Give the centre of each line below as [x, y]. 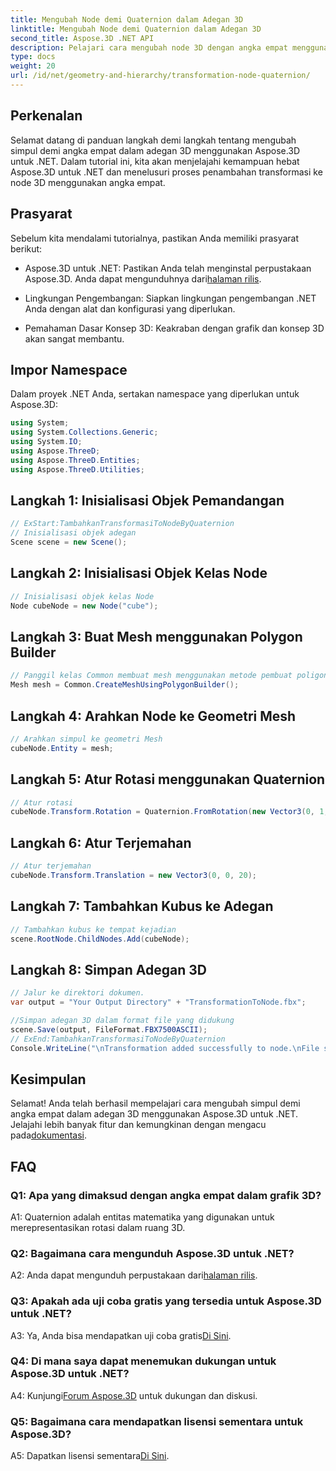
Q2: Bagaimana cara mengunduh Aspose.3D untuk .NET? [152, 1253]
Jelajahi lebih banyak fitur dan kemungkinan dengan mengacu [138, 1125]
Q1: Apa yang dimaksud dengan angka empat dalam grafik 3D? [166, 1195]
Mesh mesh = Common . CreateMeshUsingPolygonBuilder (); [125, 685]
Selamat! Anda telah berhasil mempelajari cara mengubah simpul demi [155, 1103]
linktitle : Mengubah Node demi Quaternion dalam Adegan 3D [136, 29]
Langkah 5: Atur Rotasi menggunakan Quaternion [168, 779]
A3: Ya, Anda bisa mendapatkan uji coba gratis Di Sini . [121, 1335]
